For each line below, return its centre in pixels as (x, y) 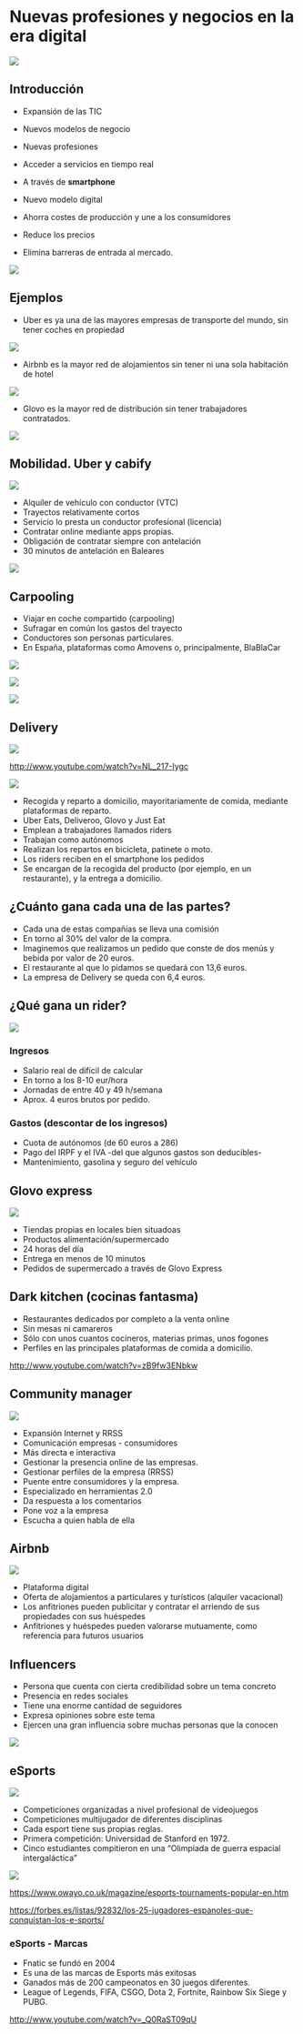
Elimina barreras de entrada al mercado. (98, 252)
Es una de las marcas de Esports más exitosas (110, 1973)
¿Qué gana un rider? (68, 1006)
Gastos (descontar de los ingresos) (89, 1123)
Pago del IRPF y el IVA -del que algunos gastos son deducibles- (142, 1153)
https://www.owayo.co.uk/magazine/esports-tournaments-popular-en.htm (149, 1893)
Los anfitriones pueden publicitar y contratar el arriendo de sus (141, 1606)
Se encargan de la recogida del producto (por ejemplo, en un (137, 869)
